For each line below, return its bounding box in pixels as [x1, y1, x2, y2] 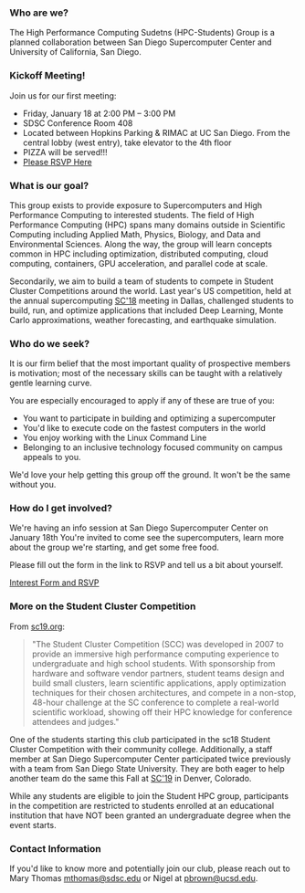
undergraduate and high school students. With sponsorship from [31, 657, 276, 668]
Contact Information [9, 842, 102, 855]
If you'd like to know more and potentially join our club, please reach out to [9, 863, 290, 874]
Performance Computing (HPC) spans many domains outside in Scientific [9, 219, 286, 230]
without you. [9, 479, 57, 490]
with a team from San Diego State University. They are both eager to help [9, 762, 285, 773]
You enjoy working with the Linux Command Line [22, 432, 207, 444]
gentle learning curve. [9, 377, 93, 389]
